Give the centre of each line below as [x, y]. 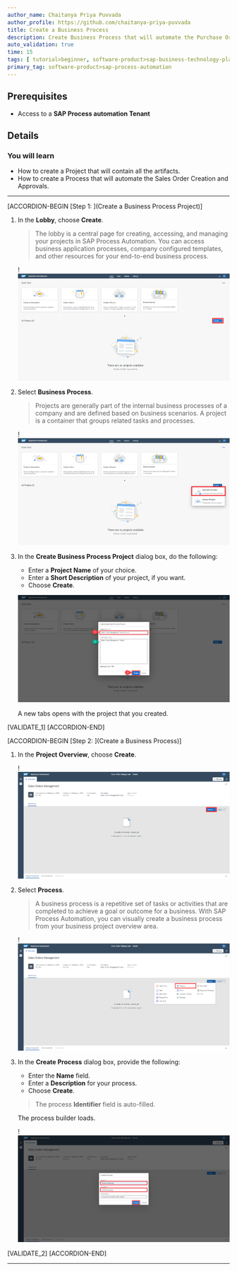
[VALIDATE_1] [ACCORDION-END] [56, 727]
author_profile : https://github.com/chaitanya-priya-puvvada [99, 22]
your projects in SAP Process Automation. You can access [120, 241]
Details [23, 135]
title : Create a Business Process [58, 30]
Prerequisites [37, 96]
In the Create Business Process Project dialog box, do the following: [117, 556]
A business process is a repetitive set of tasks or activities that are [131, 904]
